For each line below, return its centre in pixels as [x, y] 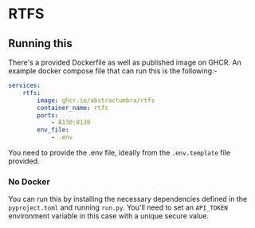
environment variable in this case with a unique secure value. [109, 216]
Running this [41, 43]
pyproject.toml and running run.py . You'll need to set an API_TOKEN [118, 207]
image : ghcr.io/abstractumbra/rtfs [96, 100]
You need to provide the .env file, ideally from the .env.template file [120, 153]
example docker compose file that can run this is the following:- [113, 71]
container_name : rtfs [73, 108]
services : [25, 85]
